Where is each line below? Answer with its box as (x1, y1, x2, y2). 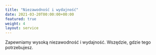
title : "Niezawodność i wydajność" (5, 7, 79, 12)
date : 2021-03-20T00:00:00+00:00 (5, 12, 74, 17)
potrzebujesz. (5, 45, 34, 51)
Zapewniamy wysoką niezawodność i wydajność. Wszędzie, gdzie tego (5, 39, 151, 45)
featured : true (5, 16, 37, 21)
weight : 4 (5, 21, 26, 26)
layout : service (5, 26, 39, 31)
